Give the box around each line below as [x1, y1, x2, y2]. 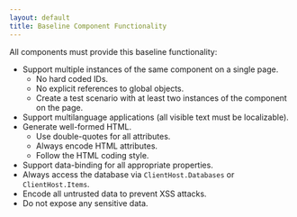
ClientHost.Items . [22, 178, 90, 189]
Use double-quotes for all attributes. [35, 131, 171, 141]
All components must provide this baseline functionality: [9, 46, 218, 57]
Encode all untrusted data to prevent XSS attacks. [22, 188, 207, 199]
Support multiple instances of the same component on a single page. [22, 64, 279, 75]
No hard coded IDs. [35, 73, 109, 84]
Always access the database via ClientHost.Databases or [22, 168, 235, 180]
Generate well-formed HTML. [22, 121, 132, 131]
